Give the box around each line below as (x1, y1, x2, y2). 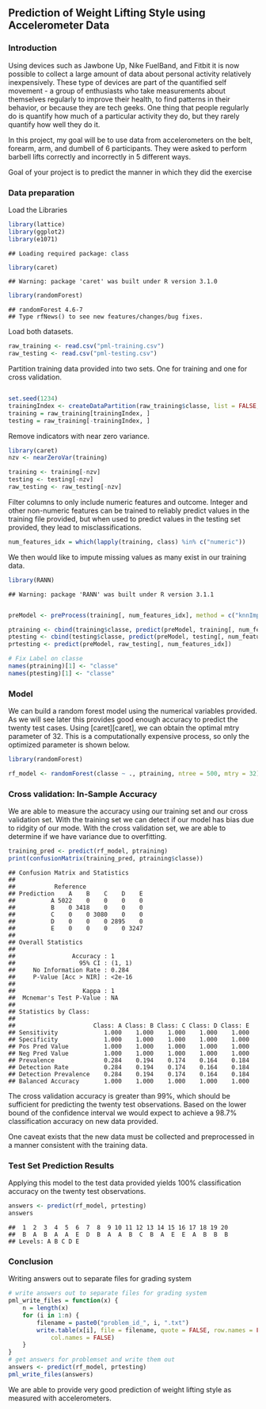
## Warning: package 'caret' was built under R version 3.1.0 (8, 278, 218, 286)
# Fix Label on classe (8, 655, 83, 663)
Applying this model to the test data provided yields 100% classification (8, 1178, 241, 1188)
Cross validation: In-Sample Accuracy (8, 788, 158, 799)
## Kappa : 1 (8, 987, 115, 995)
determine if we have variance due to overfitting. (8, 832, 168, 841)
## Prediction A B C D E (8, 889, 144, 898)
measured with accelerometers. (8, 1393, 112, 1403)
